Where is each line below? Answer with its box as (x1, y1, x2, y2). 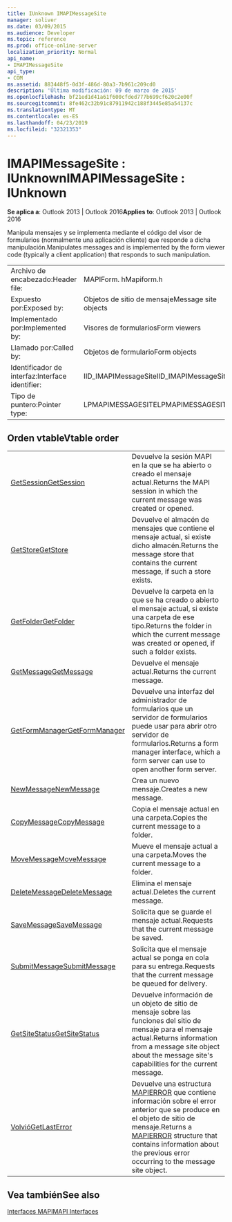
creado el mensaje (131, 469, 192, 479)
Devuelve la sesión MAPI (131, 452, 212, 462)
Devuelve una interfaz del (131, 687, 215, 697)
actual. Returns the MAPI (131, 478, 211, 487)
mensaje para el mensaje (131, 1024, 213, 1034)
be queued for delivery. (131, 979, 208, 988)
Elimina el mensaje (131, 878, 192, 888)
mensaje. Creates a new (131, 784, 209, 794)
